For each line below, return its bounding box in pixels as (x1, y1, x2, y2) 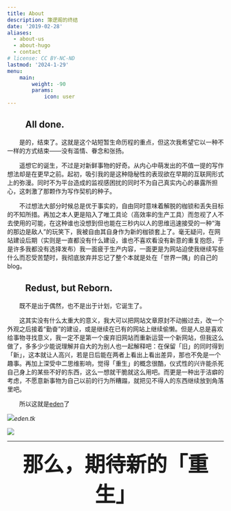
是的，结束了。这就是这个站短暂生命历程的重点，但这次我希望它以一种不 (19, 138, 224, 146)
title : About (7, 10, 45, 17)
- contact (13, 49, 41, 56)
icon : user (43, 94, 76, 101)
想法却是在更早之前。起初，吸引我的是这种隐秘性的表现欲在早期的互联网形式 (7, 169, 224, 178)
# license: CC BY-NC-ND (7, 55, 76, 62)
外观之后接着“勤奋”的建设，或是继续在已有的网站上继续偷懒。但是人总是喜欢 (7, 324, 223, 333)
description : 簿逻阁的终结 (7, 17, 78, 23)
